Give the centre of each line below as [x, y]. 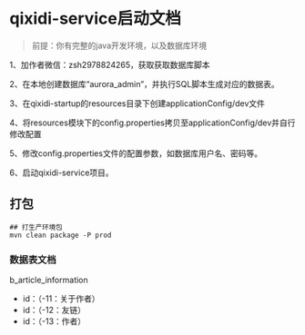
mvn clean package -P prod [61, 235]
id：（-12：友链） [54, 310]
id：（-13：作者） [54, 321]
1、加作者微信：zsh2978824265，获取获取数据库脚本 [110, 64]
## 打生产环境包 [36, 227]
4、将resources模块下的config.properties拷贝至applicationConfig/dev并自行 [152, 123]
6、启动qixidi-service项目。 [61, 172]
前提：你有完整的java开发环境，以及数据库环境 [119, 45]
